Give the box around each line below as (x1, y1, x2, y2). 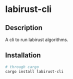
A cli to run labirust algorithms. (5, 36, 68, 42)
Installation (5, 51, 41, 59)
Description (5, 23, 42, 32)
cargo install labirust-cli (5, 69, 64, 74)
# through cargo (5, 64, 39, 69)
